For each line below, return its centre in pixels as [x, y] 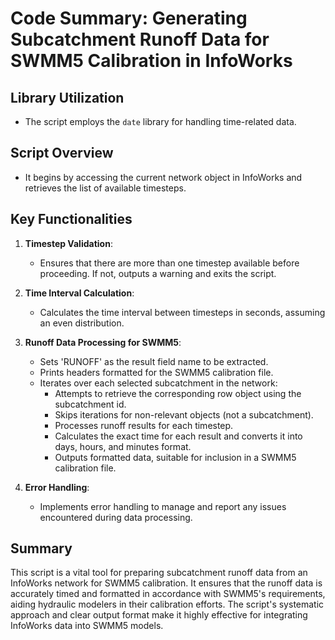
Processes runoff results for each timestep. [144, 425]
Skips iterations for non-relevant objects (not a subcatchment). [184, 414]
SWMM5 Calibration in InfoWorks [151, 61]
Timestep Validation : [68, 243]
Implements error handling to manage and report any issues [163, 506]
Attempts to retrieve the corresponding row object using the [178, 393]
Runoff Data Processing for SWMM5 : [103, 342]
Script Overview [62, 153]
